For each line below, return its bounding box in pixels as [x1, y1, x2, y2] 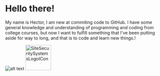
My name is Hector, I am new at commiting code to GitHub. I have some [5, 19, 153, 25]
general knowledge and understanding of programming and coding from [5, 24, 154, 30]
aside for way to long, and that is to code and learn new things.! [5, 35, 136, 41]
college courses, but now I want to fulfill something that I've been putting [5, 30, 156, 36]
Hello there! [5, 3, 55, 14]
